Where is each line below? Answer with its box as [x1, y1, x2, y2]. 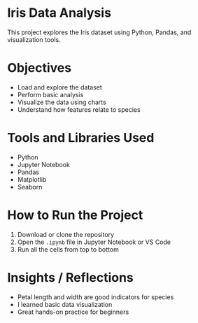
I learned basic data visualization [17, 300, 113, 308]
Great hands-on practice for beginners [17, 308, 129, 316]
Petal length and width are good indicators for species [17, 292, 174, 301]
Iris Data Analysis [7, 5, 112, 21]
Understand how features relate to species [17, 105, 141, 113]
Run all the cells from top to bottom [17, 245, 119, 253]
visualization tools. [7, 35, 61, 43]
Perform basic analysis [17, 90, 84, 99]
